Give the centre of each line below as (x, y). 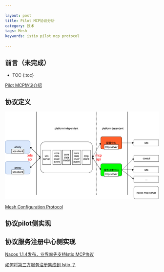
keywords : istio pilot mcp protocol (42, 36)
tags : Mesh (16, 31)
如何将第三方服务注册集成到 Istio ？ (41, 265)
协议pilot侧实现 (28, 223)
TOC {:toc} (23, 75)
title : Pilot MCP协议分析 (30, 21)
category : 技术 (20, 26)
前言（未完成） (28, 63)
